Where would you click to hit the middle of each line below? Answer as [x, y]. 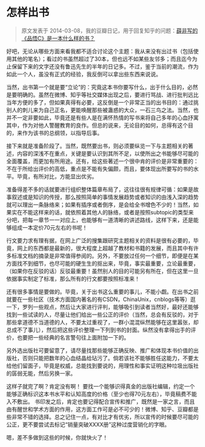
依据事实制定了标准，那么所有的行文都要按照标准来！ [73, 278]
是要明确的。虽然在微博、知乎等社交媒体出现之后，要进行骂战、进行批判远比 [103, 95]
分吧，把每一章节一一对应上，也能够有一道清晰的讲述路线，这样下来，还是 [100, 220]
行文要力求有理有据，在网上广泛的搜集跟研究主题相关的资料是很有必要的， [100, 240]
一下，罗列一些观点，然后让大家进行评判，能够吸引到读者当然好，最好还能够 [103, 307]
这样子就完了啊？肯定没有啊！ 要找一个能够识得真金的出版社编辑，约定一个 [101, 386]
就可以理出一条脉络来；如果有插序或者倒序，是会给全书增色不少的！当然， [100, 205]
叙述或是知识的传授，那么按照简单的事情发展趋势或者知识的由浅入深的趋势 [105, 197]
